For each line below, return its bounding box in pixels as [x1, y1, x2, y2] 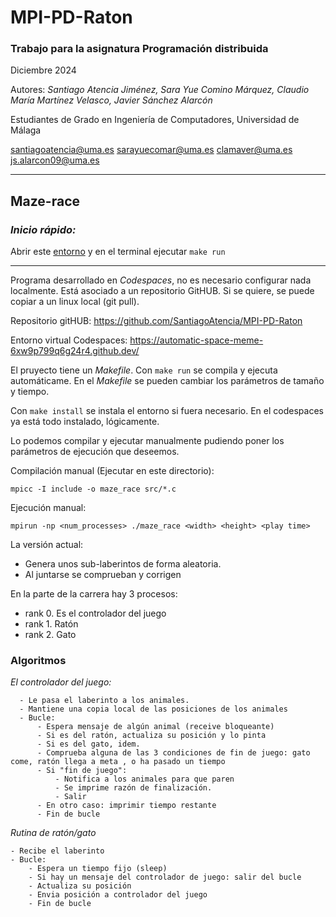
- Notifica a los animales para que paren [54, 774, 235, 785]
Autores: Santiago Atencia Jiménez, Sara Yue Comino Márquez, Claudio [10, 84, 310, 96]
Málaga [10, 124, 42, 136]
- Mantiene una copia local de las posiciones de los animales [19, 704, 288, 715]
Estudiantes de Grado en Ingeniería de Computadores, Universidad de [10, 114, 300, 126]
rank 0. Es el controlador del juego [24, 607, 167, 620]
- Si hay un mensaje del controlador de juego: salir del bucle [28, 872, 302, 883]
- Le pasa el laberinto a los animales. [19, 696, 190, 706]
